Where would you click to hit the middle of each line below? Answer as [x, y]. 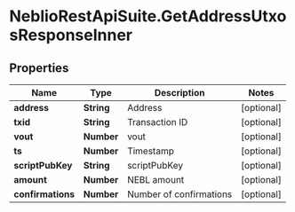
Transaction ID [158, 122]
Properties [39, 68]
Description [179, 93]
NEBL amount [156, 180]
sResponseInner [71, 35]
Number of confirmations [180, 194]
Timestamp [151, 151]
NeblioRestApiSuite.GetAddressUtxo [148, 16]
